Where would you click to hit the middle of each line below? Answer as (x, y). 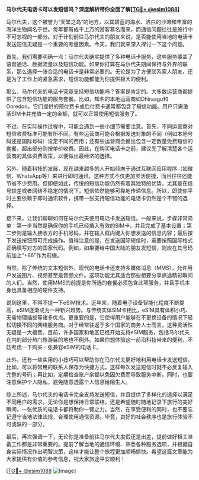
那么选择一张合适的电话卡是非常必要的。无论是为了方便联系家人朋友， (102, 71)
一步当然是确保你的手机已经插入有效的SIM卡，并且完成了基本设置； (104, 225)
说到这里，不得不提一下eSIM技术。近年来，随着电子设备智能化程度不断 (93, 303)
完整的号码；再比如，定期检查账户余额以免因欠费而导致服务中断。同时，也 (97, 375)
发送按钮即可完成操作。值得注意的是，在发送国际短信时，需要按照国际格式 (102, 240)
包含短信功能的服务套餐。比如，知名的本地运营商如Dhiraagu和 (92, 99)
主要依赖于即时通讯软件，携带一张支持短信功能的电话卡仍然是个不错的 (97, 198)
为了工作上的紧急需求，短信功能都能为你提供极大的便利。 (81, 79)
